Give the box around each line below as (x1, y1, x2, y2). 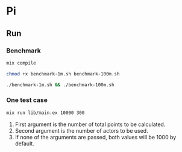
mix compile (6, 60, 36, 66)
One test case (6, 96, 48, 104)
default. (14, 140, 34, 147)
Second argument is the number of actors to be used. (14, 127, 149, 134)
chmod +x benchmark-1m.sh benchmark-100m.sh (6, 71, 120, 77)
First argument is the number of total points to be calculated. (14, 121, 166, 128)
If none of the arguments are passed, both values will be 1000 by (14, 133, 177, 141)
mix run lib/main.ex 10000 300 (6, 110, 85, 116)
